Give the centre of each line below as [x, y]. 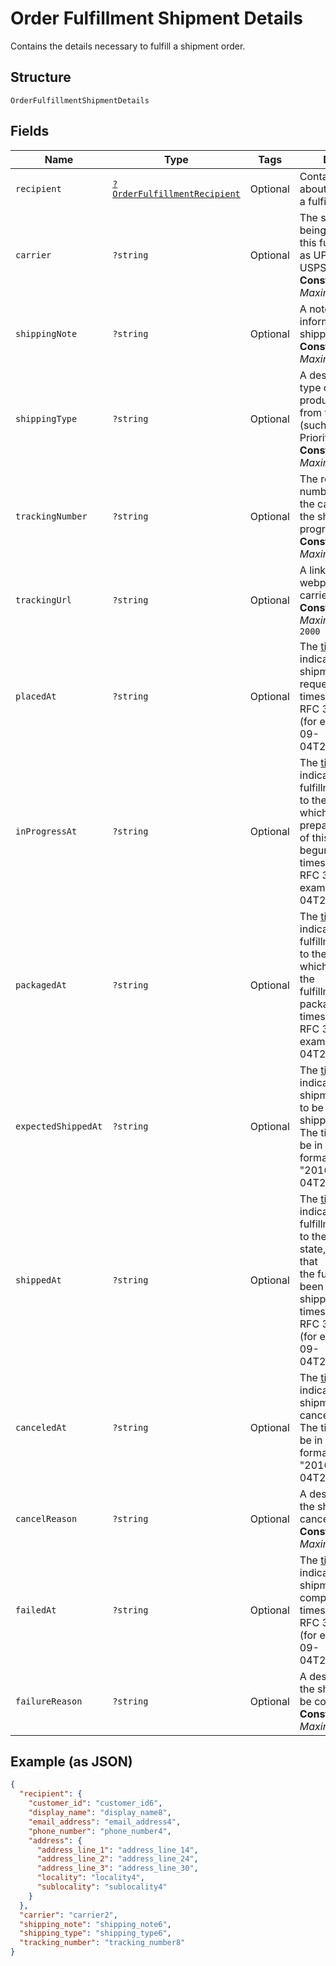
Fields [30, 131]
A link [313, 570]
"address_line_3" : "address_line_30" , [117, 1868]
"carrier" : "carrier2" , [68, 1915]
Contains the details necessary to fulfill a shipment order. [128, 46]
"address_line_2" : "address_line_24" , [117, 1859]
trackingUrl [44, 600]
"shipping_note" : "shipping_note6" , [95, 1924]
